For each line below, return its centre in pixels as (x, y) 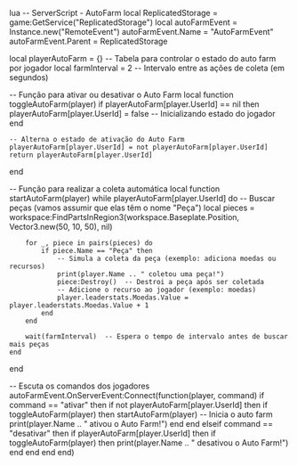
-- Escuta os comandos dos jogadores (80, 386)
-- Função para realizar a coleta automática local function (115, 189)
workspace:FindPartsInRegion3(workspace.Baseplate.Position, (124, 217)
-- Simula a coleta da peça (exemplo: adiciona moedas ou (166, 258)
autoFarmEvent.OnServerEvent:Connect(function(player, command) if (137, 395)
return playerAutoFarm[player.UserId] (81, 155)
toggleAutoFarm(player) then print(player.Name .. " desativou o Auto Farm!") (149, 443)
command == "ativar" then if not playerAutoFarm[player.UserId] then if (139, 405)
